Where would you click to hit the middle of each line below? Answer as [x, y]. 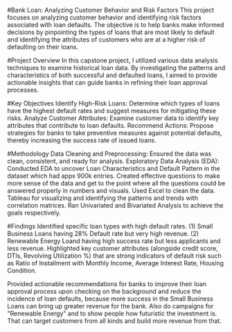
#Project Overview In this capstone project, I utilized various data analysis [113, 60]
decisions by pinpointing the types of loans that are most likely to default [111, 32]
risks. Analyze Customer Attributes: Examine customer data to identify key [113, 118]
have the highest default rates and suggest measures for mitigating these [112, 111]
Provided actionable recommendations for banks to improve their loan [107, 284]
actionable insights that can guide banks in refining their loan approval [107, 82]
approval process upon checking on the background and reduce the [105, 291]
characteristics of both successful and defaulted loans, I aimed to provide [113, 75]
